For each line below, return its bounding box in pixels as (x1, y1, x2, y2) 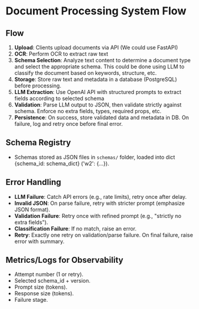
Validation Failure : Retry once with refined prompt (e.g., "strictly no (14, 212, 182, 219)
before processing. (14, 82, 62, 89)
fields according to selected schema (14, 95, 104, 102)
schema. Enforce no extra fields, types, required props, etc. (14, 108, 162, 114)
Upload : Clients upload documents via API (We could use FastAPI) (14, 44, 178, 51)
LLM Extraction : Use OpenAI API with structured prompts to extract (14, 89, 182, 95)
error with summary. (14, 238, 65, 245)
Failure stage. (14, 296, 49, 304)
